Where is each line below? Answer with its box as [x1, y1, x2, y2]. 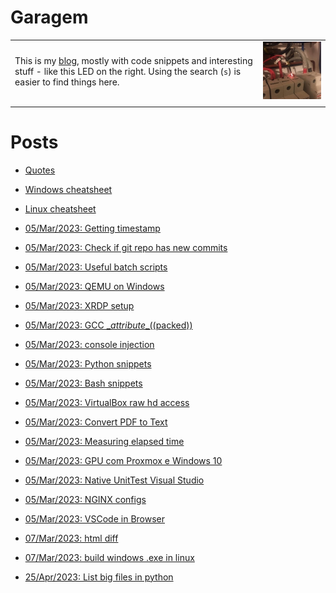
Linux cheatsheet [24, 202, 97, 215]
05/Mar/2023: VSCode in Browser [24, 512, 166, 525]
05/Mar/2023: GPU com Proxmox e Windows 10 [24, 454, 223, 466]
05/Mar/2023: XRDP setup [24, 299, 135, 311]
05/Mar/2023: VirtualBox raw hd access [24, 396, 190, 408]
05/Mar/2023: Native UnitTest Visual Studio [24, 474, 205, 486]
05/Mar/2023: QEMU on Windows [24, 280, 165, 292]
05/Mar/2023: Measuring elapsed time [24, 435, 185, 447]
